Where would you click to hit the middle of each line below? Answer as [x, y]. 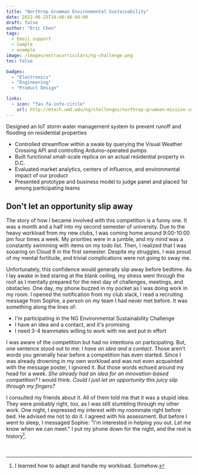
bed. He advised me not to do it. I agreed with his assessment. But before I [97, 417]
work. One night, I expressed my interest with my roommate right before [94, 410]
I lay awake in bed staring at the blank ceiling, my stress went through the [95, 276]
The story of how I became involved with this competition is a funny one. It [97, 220]
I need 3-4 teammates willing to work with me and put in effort [90, 331]
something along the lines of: [41, 307]
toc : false [19, 61]
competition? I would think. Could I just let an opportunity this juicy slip [92, 380]
